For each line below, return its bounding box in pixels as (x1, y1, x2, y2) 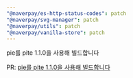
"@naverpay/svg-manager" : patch (6, 16, 99, 23)
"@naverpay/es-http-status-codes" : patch (6, 10, 127, 17)
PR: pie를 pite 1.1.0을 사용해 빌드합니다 (6, 63, 110, 72)
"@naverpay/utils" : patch (6, 23, 80, 29)
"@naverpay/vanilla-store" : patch (6, 29, 106, 36)
